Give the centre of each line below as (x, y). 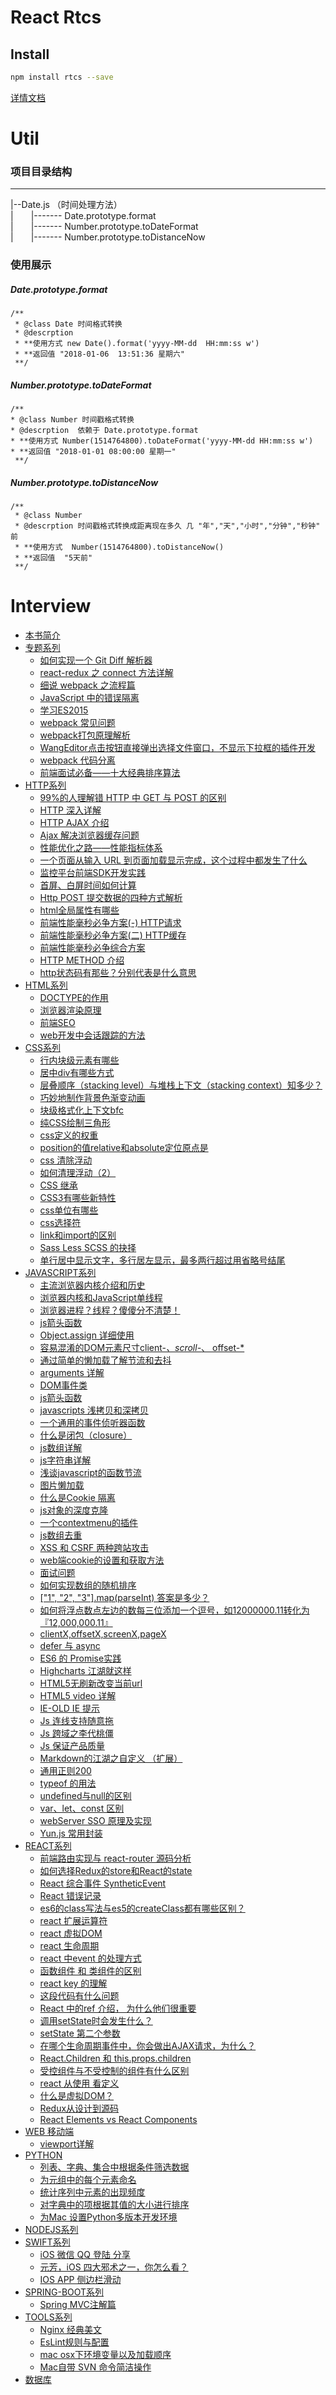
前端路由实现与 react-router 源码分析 (115, 1858)
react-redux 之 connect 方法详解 (106, 673)
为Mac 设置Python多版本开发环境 (108, 2217)
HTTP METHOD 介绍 (82, 960)
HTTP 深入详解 (70, 810)
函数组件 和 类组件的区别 (90, 1971)
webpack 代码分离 (77, 760)
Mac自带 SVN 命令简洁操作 (95, 2367)
